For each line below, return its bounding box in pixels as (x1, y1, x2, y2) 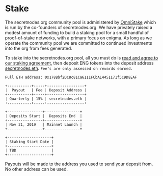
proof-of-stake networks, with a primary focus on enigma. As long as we (5, 35, 152, 41)
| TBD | (5, 148, 54, 153)
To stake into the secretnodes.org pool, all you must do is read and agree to (5, 55, 158, 60)
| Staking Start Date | (5, 139, 54, 144)
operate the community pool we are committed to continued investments (5, 40, 152, 46)
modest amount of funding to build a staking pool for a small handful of (5, 29, 149, 35)
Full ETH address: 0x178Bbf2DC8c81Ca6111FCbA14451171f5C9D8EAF (5, 75, 137, 80)
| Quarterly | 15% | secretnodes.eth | (5, 96, 87, 101)
